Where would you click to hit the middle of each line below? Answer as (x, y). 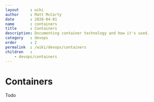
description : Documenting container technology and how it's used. (78, 33)
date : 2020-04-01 (31, 19)
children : (19, 52)
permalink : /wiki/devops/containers (46, 47)
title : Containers (31, 29)
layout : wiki (24, 10)
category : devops (27, 38)
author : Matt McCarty (33, 15)
